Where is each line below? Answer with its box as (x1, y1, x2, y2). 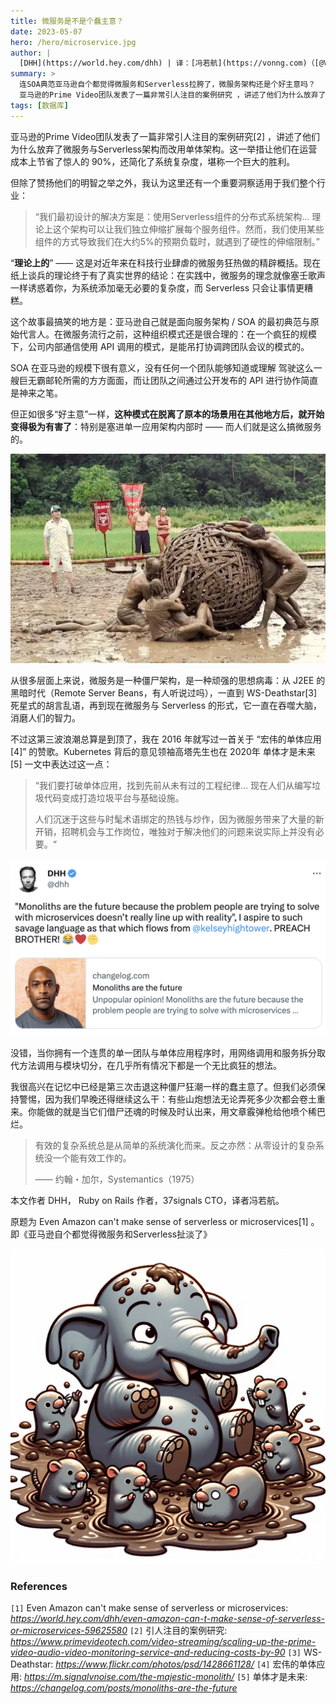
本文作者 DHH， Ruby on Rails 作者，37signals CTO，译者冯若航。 (10, 1194, 285, 1206)
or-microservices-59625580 (10, 1625, 128, 1637)
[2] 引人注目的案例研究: (129, 1625, 228, 1637)
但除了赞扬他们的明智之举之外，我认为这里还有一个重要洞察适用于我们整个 (10, 176, 317, 189)
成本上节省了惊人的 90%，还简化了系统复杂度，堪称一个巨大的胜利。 (10, 155, 296, 167)
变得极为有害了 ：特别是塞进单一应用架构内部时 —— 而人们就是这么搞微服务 (10, 420, 322, 432)
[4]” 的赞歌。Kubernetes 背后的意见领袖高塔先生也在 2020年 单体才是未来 (10, 745, 316, 757)
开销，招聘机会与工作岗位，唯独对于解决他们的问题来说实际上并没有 (34, 825, 316, 837)
